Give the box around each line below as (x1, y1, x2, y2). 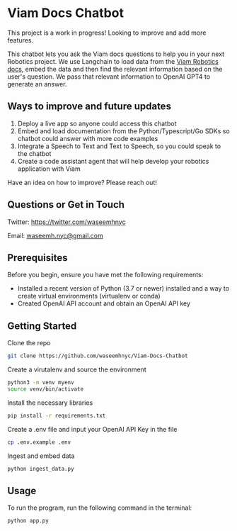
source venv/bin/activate (7, 385, 83, 393)
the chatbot (17, 149, 52, 157)
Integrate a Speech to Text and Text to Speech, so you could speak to (17, 142, 221, 150)
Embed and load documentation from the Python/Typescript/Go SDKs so (17, 126, 230, 135)
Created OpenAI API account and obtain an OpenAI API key (17, 299, 191, 308)
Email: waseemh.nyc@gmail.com (7, 231, 104, 240)
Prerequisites (7, 252, 68, 264)
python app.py (7, 518, 50, 525)
